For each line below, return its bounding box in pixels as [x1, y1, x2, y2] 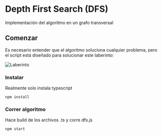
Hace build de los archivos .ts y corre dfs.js [5, 117, 93, 123]
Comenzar [5, 34, 38, 42]
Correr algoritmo [5, 106, 46, 112]
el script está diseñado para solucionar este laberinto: [5, 52, 114, 58]
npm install [5, 95, 29, 100]
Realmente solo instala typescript [5, 85, 73, 91]
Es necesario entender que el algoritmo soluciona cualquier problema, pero [5, 47, 158, 53]
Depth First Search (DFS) [5, 3, 108, 15]
